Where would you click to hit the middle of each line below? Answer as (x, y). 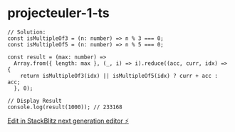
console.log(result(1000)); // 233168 (65, 107)
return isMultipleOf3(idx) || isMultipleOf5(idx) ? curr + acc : (119, 76)
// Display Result (35, 101)
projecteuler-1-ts (59, 13)
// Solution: (27, 32)
